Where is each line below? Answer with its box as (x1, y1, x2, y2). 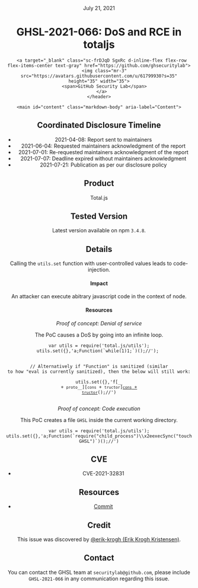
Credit (87, 520, 111, 530)
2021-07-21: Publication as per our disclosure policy (40, 161, 167, 168)
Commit (94, 503, 113, 510)
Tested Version (70, 211, 128, 221)
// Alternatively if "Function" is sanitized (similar (30, 363, 168, 369)
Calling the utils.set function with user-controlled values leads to (9, 260, 173, 267)
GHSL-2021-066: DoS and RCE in (16, 25, 182, 39)
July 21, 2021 (83, 5, 115, 11)
